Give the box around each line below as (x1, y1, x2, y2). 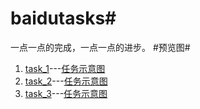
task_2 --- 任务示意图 (24, 75, 108, 87)
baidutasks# (10, 7, 117, 30)
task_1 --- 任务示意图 (24, 62, 106, 74)
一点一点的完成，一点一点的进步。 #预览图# (10, 41, 191, 53)
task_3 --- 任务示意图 (24, 87, 108, 99)
